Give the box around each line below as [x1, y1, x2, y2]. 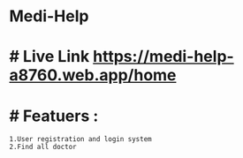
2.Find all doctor [9, 143, 77, 152]
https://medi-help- [92, 47, 234, 67]
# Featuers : [9, 106, 99, 125]
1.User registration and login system [9, 135, 152, 144]
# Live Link [9, 47, 90, 67]
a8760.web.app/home [9, 65, 177, 86]
